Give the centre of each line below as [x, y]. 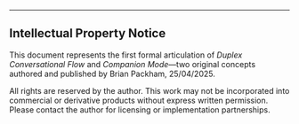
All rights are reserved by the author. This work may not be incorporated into [149, 90]
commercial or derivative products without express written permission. [139, 100]
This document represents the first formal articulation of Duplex [126, 55]
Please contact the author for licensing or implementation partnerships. [140, 109]
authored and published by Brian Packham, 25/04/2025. [112, 74]
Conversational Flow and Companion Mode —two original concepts [133, 64]
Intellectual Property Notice [88, 33]
